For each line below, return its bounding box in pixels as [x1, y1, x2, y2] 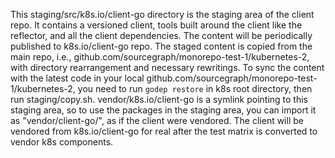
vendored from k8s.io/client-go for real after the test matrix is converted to [10, 125, 318, 137]
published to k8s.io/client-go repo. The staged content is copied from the [10, 40, 313, 52]
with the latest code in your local [10, 72, 145, 84]
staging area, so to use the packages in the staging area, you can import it [10, 104, 317, 116]
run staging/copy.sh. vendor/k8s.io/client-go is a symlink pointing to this [10, 94, 308, 105]
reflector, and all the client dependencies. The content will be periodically [10, 30, 313, 41]
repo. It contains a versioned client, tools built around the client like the [10, 19, 303, 31]
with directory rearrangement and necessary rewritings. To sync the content [10, 62, 325, 73]
